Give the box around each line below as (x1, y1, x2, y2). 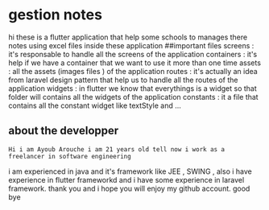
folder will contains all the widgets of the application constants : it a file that (8, 92, 259, 101)
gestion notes (8, 6, 103, 24)
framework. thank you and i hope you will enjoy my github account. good (8, 183, 250, 193)
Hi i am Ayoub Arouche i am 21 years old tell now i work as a (8, 145, 226, 154)
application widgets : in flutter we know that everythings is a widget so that (8, 83, 258, 93)
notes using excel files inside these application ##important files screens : (8, 40, 255, 50)
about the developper (8, 124, 119, 138)
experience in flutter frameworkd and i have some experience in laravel (8, 175, 245, 184)
